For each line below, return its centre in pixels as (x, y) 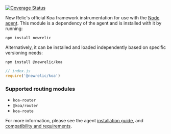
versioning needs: (24, 53)
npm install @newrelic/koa (34, 62)
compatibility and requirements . (39, 126)
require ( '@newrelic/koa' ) (33, 76)
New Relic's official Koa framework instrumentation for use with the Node (82, 18)
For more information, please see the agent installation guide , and (75, 121)
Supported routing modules (40, 89)
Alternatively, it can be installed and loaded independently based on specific (86, 47)
